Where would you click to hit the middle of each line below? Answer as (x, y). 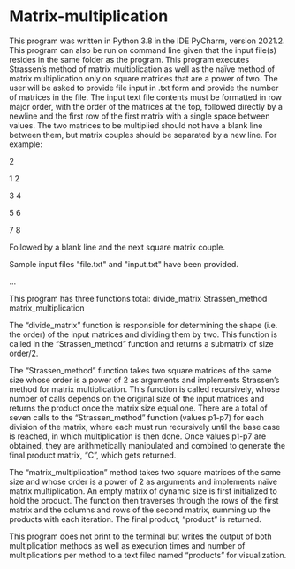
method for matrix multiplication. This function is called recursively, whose (144, 389)
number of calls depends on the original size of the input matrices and (137, 398)
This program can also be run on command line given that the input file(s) (143, 50)
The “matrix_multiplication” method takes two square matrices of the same (145, 472)
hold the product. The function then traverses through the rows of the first (144, 500)
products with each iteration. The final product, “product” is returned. (136, 519)
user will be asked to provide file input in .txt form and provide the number (144, 88)
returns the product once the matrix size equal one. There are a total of (138, 408)
